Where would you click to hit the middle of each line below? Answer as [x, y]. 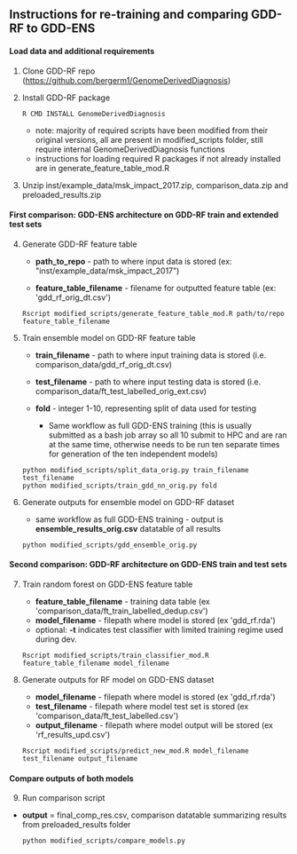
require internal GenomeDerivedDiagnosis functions [130, 149]
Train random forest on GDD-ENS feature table [107, 584]
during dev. [56, 639]
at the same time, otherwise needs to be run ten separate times [164, 444]
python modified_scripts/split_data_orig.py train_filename [135, 470]
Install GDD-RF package [66, 98]
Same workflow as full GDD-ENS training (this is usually [150, 425]
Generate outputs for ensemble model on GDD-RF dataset [128, 502]
